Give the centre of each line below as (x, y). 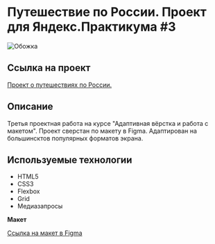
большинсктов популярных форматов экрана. (75, 138)
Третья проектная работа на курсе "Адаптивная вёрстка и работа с (108, 123)
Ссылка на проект (49, 68)
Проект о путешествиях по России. (60, 85)
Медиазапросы (40, 206)
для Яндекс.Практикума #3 (92, 27)
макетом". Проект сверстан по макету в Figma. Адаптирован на (102, 131)
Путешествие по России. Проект (107, 12)
